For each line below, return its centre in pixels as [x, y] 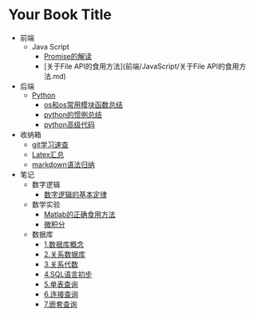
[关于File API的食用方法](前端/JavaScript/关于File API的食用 [141, 66]
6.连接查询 [61, 294]
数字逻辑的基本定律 [75, 194]
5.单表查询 [61, 284]
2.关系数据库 [64, 254]
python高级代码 [69, 124]
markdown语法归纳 [63, 164]
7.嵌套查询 [60, 304]
